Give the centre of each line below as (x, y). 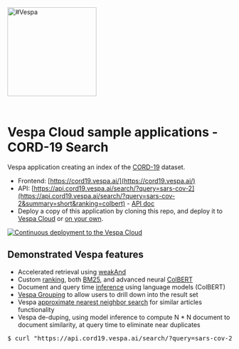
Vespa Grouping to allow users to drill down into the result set (108, 294)
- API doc (141, 203)
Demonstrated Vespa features (76, 255)
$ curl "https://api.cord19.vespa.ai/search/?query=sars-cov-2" (122, 338)
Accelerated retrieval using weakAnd (72, 272)
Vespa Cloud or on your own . (60, 218)
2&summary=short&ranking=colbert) (71, 203)
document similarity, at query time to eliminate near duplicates (109, 324)
